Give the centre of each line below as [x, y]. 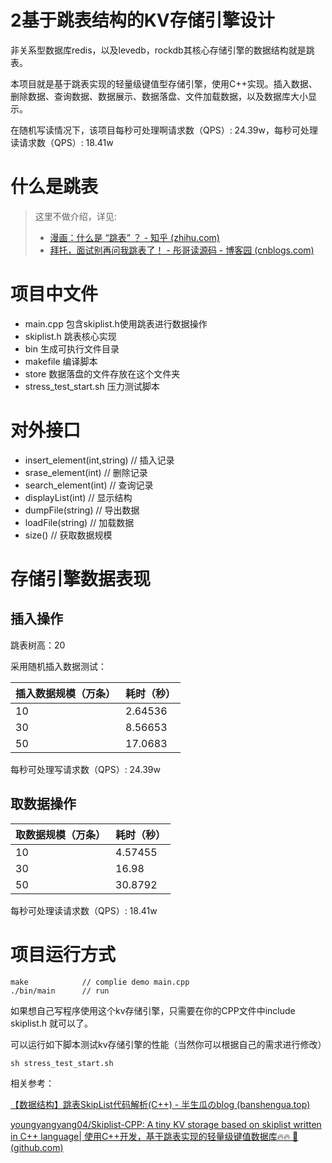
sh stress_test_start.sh [62, 1063]
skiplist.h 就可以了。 [52, 1023]
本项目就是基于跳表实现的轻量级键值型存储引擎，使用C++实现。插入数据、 [164, 83]
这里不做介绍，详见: [75, 216]
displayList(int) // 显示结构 [78, 497]
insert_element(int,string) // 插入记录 [99, 460]
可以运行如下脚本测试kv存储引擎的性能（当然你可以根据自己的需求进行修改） [168, 1044]
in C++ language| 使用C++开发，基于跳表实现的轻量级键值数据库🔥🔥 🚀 [154, 1136]
